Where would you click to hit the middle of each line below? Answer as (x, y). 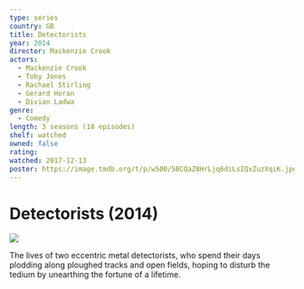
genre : (22, 110)
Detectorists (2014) (84, 214)
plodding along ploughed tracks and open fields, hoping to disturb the (140, 265)
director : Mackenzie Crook (60, 51)
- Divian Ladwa (46, 102)
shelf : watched (38, 135)
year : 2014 (30, 43)
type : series (34, 18)
